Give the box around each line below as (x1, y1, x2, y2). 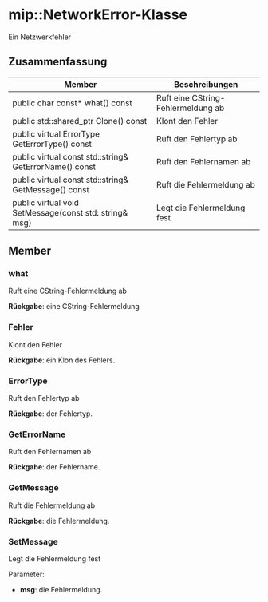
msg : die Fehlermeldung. (19, 584, 103, 594)
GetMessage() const (12, 184, 89, 195)
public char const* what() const (12, 97, 133, 109)
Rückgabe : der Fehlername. (8, 462, 100, 472)
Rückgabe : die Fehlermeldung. (8, 516, 110, 525)
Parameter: (8, 569, 45, 579)
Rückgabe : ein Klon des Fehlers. (8, 355, 116, 365)
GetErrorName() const (12, 161, 97, 172)
